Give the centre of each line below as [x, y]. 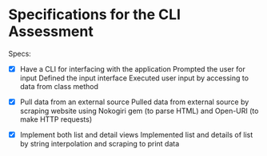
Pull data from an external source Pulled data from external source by [134, 102]
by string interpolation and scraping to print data [100, 144]
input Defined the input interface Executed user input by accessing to [134, 78]
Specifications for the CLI [95, 15]
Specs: [20, 53]
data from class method [59, 86]
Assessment [51, 31]
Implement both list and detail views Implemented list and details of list [136, 135]
